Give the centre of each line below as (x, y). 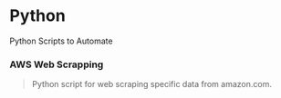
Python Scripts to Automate (61, 41)
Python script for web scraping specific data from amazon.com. (151, 84)
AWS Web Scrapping (57, 64)
